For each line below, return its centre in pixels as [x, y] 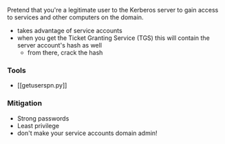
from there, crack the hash [65, 52]
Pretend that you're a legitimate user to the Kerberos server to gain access [113, 10]
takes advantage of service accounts [69, 31]
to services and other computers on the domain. [75, 17]
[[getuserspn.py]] [42, 85]
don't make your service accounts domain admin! [87, 133]
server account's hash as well [59, 45]
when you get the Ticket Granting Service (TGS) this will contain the [113, 38]
